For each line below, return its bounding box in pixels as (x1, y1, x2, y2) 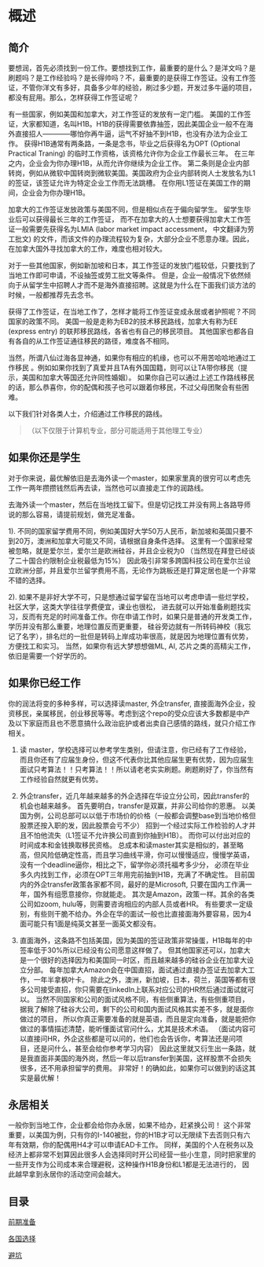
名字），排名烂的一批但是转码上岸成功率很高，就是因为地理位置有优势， (21, 631, 253, 641)
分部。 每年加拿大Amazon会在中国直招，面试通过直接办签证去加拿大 (26, 964, 248, 975)
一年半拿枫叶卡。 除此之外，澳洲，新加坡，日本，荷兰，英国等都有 (33, 975, 249, 984)
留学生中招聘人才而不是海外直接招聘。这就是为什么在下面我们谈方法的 (28, 281, 256, 289)
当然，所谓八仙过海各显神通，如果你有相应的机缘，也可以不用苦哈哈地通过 (8, 353, 249, 362)
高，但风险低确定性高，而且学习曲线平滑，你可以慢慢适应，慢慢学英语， (19, 850, 254, 859)
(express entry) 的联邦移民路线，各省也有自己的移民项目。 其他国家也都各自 (8, 327, 255, 336)
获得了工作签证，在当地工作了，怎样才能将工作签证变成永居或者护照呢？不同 (8, 307, 256, 316)
